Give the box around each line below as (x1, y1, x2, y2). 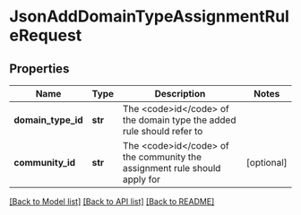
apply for (122, 173, 161, 185)
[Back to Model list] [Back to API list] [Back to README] (9, 196, 215, 207)
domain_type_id (13, 114, 83, 126)
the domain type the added (122, 114, 236, 126)
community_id (13, 157, 76, 168)
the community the (122, 150, 202, 163)
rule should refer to (122, 125, 203, 137)
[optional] (245, 157, 288, 168)
